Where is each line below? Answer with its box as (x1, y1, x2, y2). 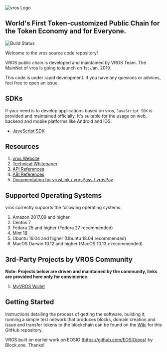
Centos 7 (12, 220, 31, 226)
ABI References (12, 171, 45, 177)
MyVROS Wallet (12, 284, 45, 290)
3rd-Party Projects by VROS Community (5, 255, 133, 264)
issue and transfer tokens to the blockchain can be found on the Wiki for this (5, 322, 162, 328)
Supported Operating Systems (5, 191, 102, 200)
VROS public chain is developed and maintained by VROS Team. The (5, 59, 146, 65)
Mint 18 (12, 230, 27, 236)
